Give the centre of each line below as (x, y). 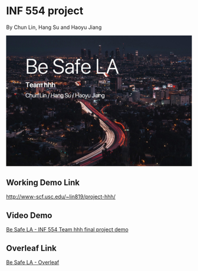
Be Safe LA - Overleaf (33, 262)
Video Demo (29, 215)
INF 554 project (45, 11)
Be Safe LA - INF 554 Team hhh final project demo (67, 230)
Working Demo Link (43, 183)
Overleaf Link (32, 248)
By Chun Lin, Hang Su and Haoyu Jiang (54, 27)
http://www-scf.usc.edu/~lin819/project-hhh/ (61, 197)
